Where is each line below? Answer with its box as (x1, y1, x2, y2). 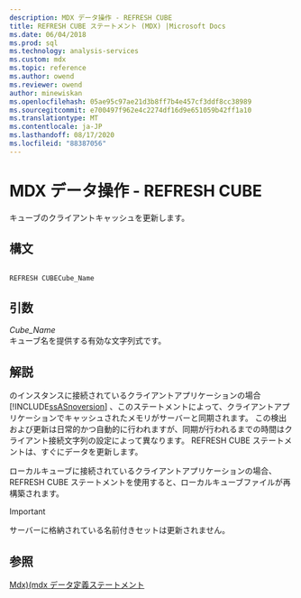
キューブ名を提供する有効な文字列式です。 (9, 336, 167, 346)
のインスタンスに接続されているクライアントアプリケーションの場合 (9, 390, 261, 401)
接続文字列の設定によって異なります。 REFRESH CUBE (48, 435, 251, 446)
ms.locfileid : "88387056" (9, 139, 106, 148)
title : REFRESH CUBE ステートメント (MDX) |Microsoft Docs (9, 22, 226, 31)
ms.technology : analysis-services (9, 47, 140, 56)
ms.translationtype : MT (9, 114, 99, 123)
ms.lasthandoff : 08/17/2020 (9, 131, 115, 140)
